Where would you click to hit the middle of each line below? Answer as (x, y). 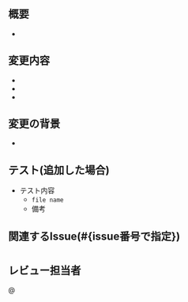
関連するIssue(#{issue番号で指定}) (94, 236)
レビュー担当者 (45, 270)
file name (48, 200)
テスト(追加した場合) (59, 170)
